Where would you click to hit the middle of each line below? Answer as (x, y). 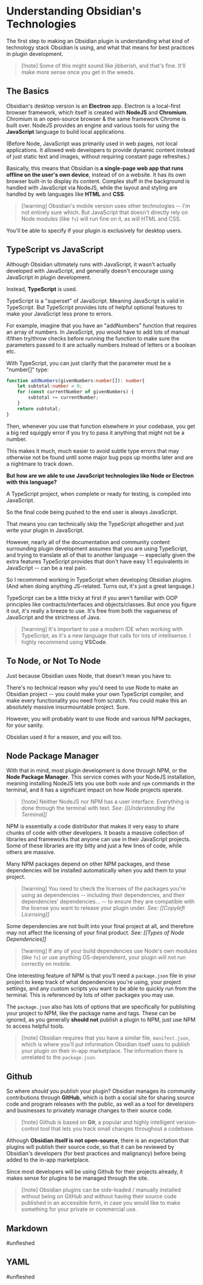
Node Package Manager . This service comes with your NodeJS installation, (101, 777)
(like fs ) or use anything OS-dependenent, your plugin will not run (103, 957)
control (30, 1129)
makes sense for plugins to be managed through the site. (78, 1178)
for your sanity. (25, 725)
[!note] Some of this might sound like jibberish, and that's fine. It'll (103, 66)
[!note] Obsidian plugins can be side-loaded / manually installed (101, 1190)
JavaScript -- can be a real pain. (47, 568)
